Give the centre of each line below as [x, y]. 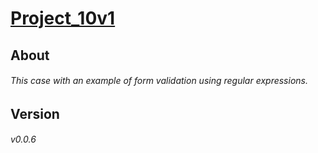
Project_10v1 [63, 18]
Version [35, 113]
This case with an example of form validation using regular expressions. [159, 81]
